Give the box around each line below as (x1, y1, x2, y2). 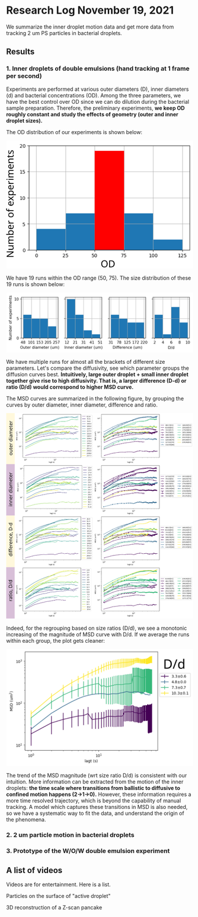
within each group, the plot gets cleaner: (6, 637, 106, 644)
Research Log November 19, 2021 (6, 4, 174, 17)
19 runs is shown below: (6, 281, 65, 288)
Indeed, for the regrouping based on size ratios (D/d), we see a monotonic (6, 624, 187, 632)
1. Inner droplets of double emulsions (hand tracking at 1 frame (6, 65, 190, 73)
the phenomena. (6, 816, 46, 823)
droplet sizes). (6, 117, 43, 124)
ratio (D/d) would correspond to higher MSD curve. (6, 383, 134, 391)
